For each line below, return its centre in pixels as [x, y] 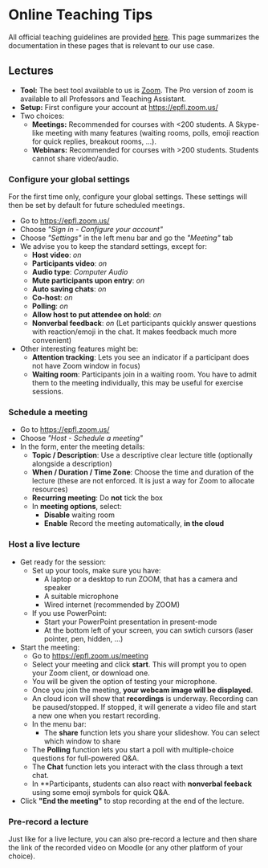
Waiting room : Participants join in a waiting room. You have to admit [144, 374]
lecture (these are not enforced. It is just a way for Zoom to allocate [143, 481]
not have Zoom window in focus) [86, 366]
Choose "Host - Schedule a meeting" [81, 438]
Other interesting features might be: [79, 349]
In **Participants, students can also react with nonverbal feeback [142, 784]
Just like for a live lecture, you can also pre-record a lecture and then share [133, 839]
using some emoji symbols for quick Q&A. [101, 792]
